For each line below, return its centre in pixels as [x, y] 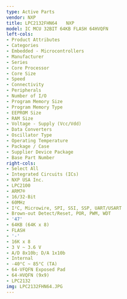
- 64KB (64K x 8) [28, 225]
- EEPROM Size [24, 113]
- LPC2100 [19, 186]
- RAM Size [20, 118]
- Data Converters [29, 130]
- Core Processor [28, 68]
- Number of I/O [26, 96]
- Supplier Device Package [40, 152]
